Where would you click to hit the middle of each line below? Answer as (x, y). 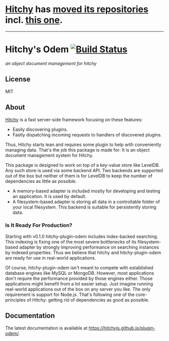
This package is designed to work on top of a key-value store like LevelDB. (82, 165)
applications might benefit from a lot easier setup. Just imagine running (79, 283)
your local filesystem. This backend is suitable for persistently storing (84, 207)
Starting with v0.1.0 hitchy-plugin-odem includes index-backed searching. (82, 236)
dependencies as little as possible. (41, 181)
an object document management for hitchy (51, 63)
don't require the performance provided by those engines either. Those (79, 278)
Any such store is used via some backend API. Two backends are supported (84, 170)
